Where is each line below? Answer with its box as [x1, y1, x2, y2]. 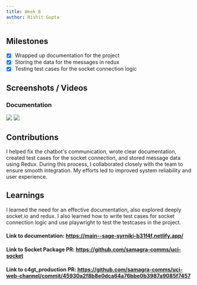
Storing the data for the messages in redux [14, 59, 120, 66]
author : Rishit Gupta [6, 14, 60, 20]
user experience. [6, 173, 47, 180]
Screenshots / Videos [6, 83, 88, 93]
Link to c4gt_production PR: [6, 265, 77, 273]
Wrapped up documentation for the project [14, 52, 120, 59]
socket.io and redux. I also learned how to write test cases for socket [6, 212, 175, 220]
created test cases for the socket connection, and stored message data [6, 154, 181, 161]
